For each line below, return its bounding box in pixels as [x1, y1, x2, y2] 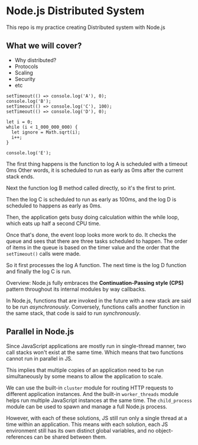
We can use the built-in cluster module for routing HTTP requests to [6, 384, 173, 391]
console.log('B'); [6, 98, 51, 104]
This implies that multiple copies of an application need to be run [6, 366, 164, 373]
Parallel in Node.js [6, 327, 74, 337]
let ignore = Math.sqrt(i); [11, 129, 81, 135]
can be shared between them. [34, 433, 107, 440]
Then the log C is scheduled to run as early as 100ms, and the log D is [6, 196, 177, 203]
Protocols [14, 63, 38, 70]
